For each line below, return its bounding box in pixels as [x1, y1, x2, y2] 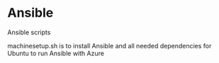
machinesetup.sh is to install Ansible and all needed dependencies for [7, 41, 212, 50]
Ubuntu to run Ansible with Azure [7, 49, 105, 57]
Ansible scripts [7, 28, 51, 36]
